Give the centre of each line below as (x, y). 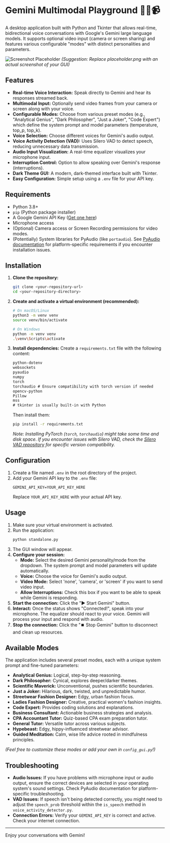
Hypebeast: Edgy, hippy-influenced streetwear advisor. (71, 729)
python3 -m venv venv (35, 315)
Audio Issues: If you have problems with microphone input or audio (83, 778)
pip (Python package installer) (44, 212)
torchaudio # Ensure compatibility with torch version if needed (83, 386)
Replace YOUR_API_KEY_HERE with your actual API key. (67, 496)
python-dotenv (27, 363)
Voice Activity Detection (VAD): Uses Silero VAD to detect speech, (83, 141)
